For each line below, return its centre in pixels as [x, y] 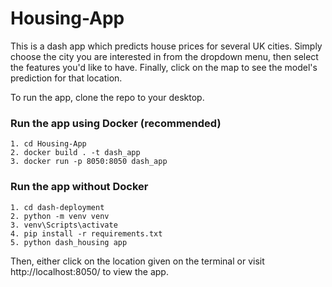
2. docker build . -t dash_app [75, 153]
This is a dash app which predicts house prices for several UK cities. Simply [166, 46]
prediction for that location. [66, 78]
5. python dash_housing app [69, 242]
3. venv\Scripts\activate [64, 225]
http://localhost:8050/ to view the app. [89, 271]
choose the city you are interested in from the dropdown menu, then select [164, 56]
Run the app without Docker [79, 187]
